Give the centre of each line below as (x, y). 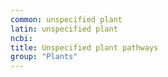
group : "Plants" (44, 57)
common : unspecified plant (66, 19)
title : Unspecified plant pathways (84, 47)
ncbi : (21, 38)
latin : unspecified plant (64, 29)
